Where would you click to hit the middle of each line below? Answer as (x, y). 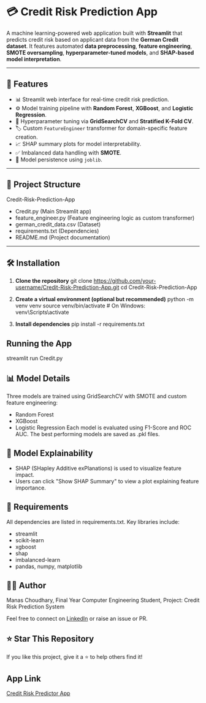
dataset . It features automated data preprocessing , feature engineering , (99, 46)
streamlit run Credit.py (35, 358)
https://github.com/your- (125, 281)
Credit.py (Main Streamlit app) (53, 211)
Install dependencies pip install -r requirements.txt (80, 324)
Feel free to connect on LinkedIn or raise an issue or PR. (77, 619)
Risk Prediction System (36, 607)
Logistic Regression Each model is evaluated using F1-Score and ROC (103, 428)
